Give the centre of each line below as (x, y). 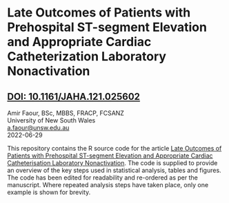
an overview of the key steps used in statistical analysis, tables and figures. (114, 170)
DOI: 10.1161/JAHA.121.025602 (73, 97)
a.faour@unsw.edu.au (38, 128)
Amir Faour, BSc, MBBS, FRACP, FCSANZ (66, 113)
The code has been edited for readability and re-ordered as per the (103, 178)
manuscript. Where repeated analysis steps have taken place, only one (108, 185)
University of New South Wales (51, 120)
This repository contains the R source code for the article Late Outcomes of (114, 148)
